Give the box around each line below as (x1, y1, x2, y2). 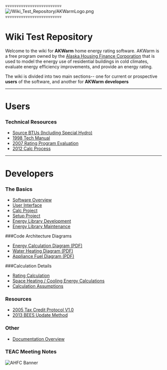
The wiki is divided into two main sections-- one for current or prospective (5, 73, 158, 79)
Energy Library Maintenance (12, 223, 71, 229)
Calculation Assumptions (12, 283, 64, 289)
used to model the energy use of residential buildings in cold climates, (5, 58, 149, 64)
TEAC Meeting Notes (5, 348, 57, 355)
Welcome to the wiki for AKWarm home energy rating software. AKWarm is (5, 48, 160, 54)
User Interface (12, 202, 42, 208)
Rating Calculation (12, 272, 50, 278)
